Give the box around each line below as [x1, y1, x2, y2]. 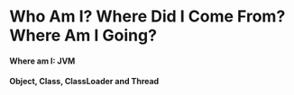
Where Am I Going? [9, 25, 158, 46]
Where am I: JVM [9, 56, 76, 66]
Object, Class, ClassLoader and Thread [9, 76, 160, 87]
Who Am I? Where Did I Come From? [9, 6, 286, 27]
